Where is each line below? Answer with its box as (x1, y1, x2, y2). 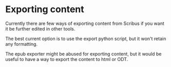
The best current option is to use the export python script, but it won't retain (5, 36, 166, 42)
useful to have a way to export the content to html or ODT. (5, 56, 128, 62)
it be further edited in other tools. (5, 25, 75, 31)
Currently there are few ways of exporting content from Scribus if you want (5, 20, 164, 26)
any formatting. (5, 41, 37, 47)
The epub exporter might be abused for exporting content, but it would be (5, 51, 162, 57)
